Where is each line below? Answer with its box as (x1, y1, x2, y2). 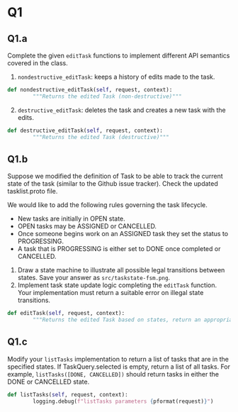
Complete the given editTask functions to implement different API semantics (7, 51, 230, 60)
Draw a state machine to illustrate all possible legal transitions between (17, 266, 225, 274)
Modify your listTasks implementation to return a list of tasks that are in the (7, 355, 229, 363)
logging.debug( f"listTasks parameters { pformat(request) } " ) (33, 398, 214, 405)
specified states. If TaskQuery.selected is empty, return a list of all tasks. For (7, 362, 231, 371)
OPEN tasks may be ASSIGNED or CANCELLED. (17, 222, 157, 230)
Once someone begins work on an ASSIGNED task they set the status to (17, 230, 229, 238)
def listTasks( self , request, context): (7, 391, 129, 398)
